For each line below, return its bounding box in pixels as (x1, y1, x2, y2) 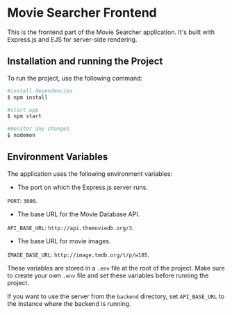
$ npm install (7, 94, 49, 101)
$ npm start (7, 113, 42, 120)
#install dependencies (7, 87, 73, 95)
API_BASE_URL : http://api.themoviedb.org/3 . (7, 223, 134, 232)
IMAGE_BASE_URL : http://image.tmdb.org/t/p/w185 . (7, 250, 150, 259)
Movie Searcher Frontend (7, 5, 158, 21)
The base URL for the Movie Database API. (17, 210, 140, 218)
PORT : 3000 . (7, 196, 38, 204)
